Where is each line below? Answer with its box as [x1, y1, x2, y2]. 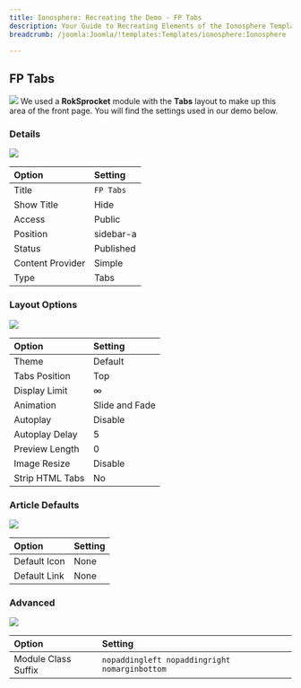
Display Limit [13, 384, 68, 396]
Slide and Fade [93, 399, 157, 411]
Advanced [9, 596, 56, 609]
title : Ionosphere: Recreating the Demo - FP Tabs [9, 13, 202, 22]
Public [93, 213, 121, 225]
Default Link [13, 569, 64, 582]
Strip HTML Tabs [13, 472, 85, 484]
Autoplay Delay [13, 428, 78, 440]
